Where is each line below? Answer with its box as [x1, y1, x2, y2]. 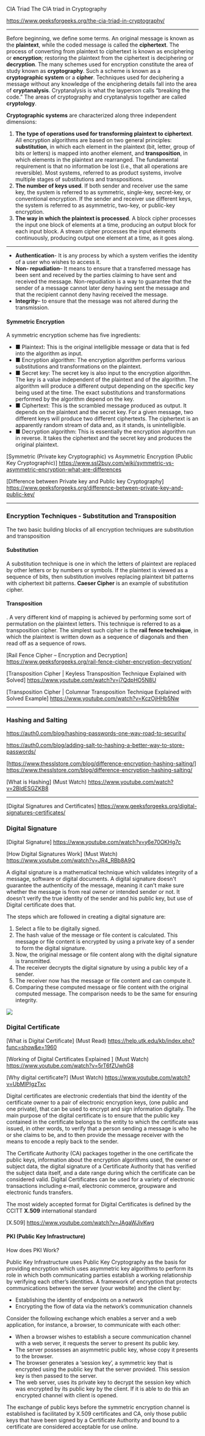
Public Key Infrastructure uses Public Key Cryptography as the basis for [6, 1258, 187, 1266]
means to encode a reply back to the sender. [6, 1138, 119, 1145]
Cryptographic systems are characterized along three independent [6, 111, 177, 119]
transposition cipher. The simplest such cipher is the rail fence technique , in [6, 626, 199, 633]
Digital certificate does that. [6, 901, 76, 909]
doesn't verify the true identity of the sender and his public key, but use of [6, 894, 193, 902]
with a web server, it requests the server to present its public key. [15, 1340, 180, 1347]
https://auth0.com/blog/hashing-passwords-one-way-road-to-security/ [6, 730, 187, 737]
